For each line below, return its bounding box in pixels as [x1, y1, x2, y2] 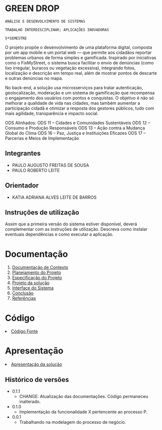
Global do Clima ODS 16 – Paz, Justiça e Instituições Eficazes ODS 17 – [5, 130, 146, 136]
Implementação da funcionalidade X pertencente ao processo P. [19, 409, 147, 414]
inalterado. [19, 398, 41, 404]
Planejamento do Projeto [12, 270, 61, 275]
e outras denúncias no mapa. [5, 75, 63, 81]
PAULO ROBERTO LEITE [12, 167, 60, 173]
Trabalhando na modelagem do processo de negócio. [19, 419, 126, 425]
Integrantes [5, 149, 41, 158]
